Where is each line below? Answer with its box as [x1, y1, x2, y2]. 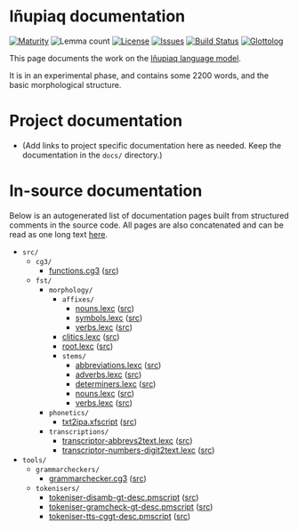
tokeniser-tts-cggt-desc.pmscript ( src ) [48, 510, 191, 521]
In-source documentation [9, 181, 203, 201]
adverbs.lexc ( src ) [75, 369, 142, 380]
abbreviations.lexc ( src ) [75, 359, 162, 370]
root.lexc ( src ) [61, 341, 114, 351]
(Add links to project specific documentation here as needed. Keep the [21, 140, 282, 150]
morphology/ [48, 285, 93, 294]
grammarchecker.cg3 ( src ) [48, 473, 147, 484]
